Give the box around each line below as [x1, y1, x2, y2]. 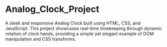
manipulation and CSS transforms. [5, 36, 76, 42]
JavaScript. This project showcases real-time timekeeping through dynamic [5, 25, 162, 31]
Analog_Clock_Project [5, 3, 100, 15]
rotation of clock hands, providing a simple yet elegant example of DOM [5, 30, 154, 36]
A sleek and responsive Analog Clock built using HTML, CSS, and [5, 20, 141, 26]
